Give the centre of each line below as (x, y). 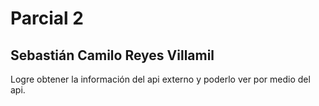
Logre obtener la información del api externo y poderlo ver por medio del (160, 79)
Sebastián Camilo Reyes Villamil (112, 55)
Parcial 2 (47, 18)
